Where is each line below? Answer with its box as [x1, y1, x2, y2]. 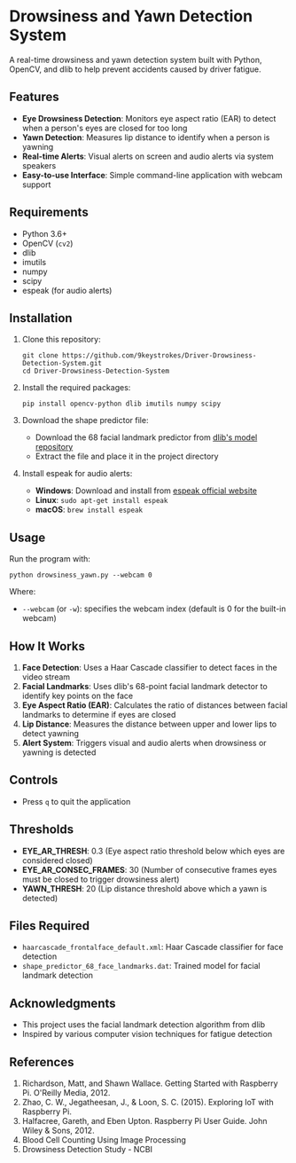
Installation [9, 310, 73, 326]
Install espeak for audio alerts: [21, 468, 133, 479]
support [21, 179, 51, 190]
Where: [9, 586, 36, 597]
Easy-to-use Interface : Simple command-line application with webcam [21, 169, 284, 180]
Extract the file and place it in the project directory [35, 451, 219, 462]
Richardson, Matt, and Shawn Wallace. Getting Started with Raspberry [21, 1078, 278, 1088]
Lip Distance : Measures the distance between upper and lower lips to [21, 719, 277, 729]
